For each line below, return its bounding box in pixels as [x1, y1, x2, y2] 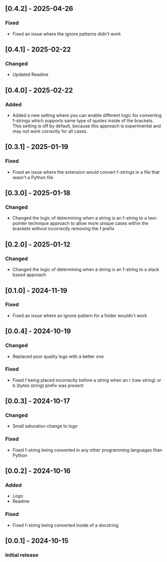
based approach [12, 272, 46, 278]
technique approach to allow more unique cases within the [28, 220, 149, 227]
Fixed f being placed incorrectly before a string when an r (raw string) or [12, 377, 162, 383]
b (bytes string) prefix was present [12, 382, 84, 388]
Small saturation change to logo [12, 423, 78, 429]
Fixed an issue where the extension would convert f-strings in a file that [12, 169, 160, 175]
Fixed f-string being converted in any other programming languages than [12, 447, 163, 453]
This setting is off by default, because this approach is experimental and [12, 123, 161, 129]
